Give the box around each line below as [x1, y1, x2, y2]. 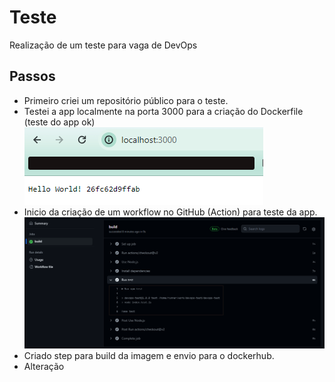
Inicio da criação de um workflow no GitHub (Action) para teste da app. [23, 206, 318, 218]
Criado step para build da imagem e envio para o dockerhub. [23, 350, 275, 362]
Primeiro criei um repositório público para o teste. [23, 94, 229, 106]
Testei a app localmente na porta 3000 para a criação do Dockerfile [23, 105, 304, 117]
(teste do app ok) [23, 116, 96, 128]
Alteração [23, 361, 65, 373]
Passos [9, 68, 56, 85]
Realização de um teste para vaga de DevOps [9, 39, 198, 51]
